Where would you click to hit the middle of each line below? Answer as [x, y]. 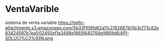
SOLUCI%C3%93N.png [29, 38]
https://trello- [71, 23]
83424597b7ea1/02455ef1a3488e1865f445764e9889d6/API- [67, 33]
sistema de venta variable [31, 23]
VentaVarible [32, 9]
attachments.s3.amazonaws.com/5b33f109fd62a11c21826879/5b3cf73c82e [82, 27]
